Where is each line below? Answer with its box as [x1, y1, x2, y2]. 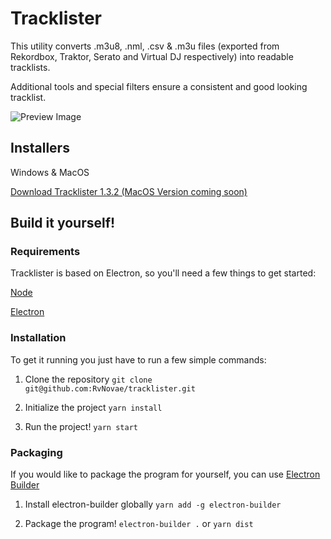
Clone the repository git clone [24, 373, 153, 385]
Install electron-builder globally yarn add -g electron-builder [24, 498, 282, 511]
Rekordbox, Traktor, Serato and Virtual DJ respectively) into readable [10, 50, 294, 62]
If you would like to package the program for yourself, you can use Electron [10, 468, 321, 481]
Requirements [10, 245, 81, 259]
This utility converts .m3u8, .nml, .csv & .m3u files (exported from [10, 40, 280, 52]
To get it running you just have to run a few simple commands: [10, 353, 267, 366]
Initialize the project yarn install [24, 401, 163, 413]
